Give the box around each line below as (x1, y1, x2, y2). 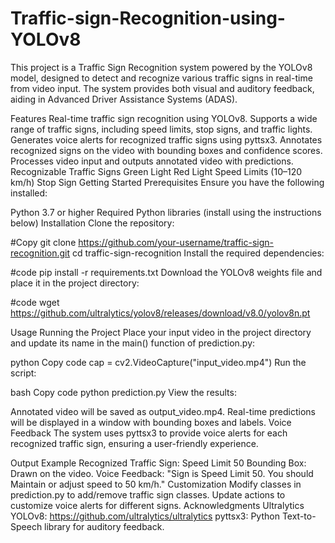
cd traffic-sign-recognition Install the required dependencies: (72, 247, 325, 259)
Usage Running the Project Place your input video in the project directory (10, 326, 312, 338)
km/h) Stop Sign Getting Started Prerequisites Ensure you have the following (10, 176, 325, 188)
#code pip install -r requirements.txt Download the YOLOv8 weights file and (10, 266, 323, 278)
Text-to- (281, 510, 317, 522)
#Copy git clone (10, 236, 77, 248)
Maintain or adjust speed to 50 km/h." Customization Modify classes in (10, 478, 302, 490)
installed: (10, 187, 48, 199)
